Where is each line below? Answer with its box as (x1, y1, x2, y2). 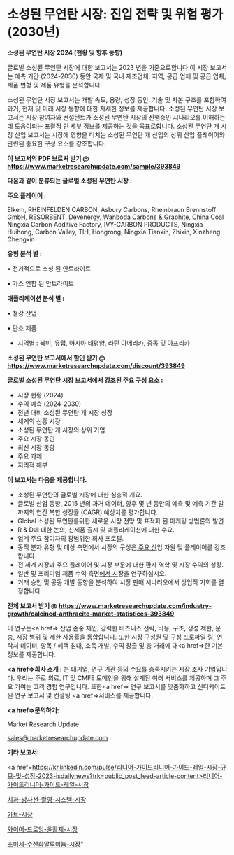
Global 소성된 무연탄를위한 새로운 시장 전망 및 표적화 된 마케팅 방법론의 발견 (17, 516, 224, 525)
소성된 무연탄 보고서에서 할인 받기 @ (7, 353, 106, 362)
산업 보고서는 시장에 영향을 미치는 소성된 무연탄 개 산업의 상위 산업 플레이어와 (14, 130, 226, 139)
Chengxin (7, 235, 35, 243)
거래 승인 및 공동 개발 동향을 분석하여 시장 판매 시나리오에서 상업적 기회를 (17, 578, 217, 586)
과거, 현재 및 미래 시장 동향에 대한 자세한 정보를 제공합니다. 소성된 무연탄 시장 (7, 104, 218, 113)
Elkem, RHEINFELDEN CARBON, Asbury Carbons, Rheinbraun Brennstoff (7, 205, 217, 213)
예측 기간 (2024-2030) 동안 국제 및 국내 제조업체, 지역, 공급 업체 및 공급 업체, (14, 71, 226, 80)
